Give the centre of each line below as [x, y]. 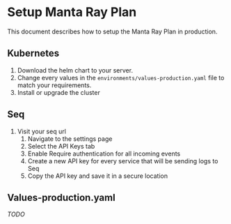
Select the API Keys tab [61, 146]
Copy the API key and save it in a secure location [98, 176]
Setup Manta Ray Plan [72, 12]
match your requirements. [54, 85]
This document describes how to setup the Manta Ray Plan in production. [112, 31]
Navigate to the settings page [70, 139]
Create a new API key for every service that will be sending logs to [123, 160]
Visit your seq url [41, 131]
